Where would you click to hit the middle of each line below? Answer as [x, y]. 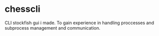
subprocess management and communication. [52, 28]
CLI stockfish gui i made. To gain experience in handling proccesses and [79, 23]
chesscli [22, 9]
